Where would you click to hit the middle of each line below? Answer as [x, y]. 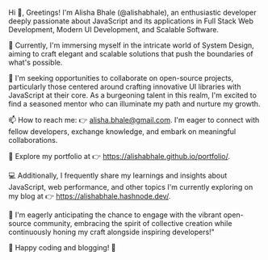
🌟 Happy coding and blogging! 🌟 [62, 247]
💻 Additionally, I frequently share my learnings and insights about [118, 175]
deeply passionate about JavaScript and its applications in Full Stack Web [131, 21]
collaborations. [33, 140]
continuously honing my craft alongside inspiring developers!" [112, 232]
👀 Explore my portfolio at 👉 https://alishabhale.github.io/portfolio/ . [119, 156]
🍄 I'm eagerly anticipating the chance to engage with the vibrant [115, 215]
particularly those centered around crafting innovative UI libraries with [125, 86]
